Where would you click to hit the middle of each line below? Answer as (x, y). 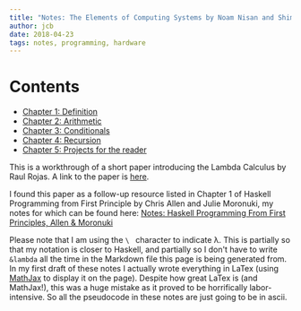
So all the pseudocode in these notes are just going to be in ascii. (167, 298)
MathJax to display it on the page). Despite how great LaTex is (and (133, 278)
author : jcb (31, 26)
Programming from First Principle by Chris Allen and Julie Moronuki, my (142, 203)
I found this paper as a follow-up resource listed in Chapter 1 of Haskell (140, 194)
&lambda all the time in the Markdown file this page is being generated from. (148, 259)
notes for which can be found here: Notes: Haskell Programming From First (148, 213)
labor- (261, 288)
